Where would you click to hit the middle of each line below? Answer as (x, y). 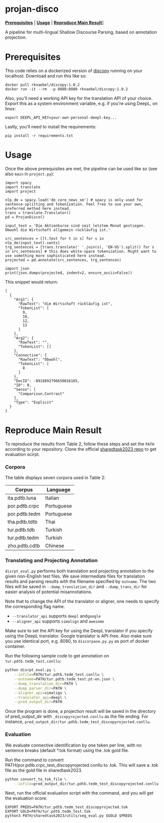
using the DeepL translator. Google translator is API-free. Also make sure (78, 636)
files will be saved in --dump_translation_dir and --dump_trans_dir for (76, 587)
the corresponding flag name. (35, 606)
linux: (11, 108)
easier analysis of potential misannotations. (49, 592)
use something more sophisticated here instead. (56, 256)
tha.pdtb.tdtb (23, 522)
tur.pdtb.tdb (21, 530)
